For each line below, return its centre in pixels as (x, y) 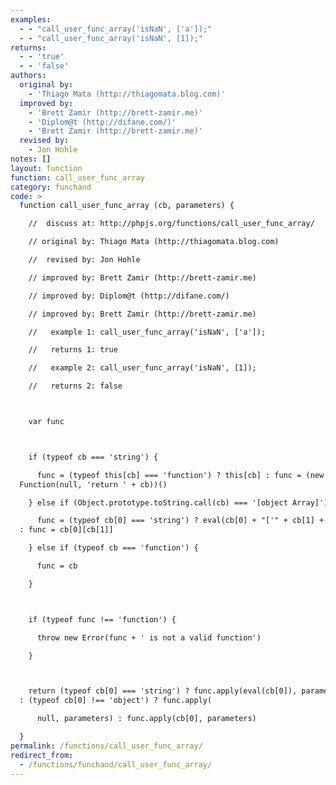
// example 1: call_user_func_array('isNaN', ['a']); (147, 332)
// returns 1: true (73, 350)
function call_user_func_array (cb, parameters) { (127, 206)
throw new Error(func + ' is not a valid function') (149, 637)
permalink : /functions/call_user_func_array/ (106, 746)
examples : (31, 19)
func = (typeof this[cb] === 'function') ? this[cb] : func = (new (180, 475)
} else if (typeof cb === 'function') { (113, 548)
